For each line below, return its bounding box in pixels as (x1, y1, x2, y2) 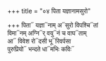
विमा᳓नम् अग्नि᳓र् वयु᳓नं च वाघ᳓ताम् (7, 29, 87, 37)
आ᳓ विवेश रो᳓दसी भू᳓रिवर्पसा (7, 37, 71, 45)
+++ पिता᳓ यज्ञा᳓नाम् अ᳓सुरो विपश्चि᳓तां (7, 21, 99, 29)
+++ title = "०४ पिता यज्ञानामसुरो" (7, 7, 91, 15)
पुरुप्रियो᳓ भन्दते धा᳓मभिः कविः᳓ (7, 45, 75, 53)
